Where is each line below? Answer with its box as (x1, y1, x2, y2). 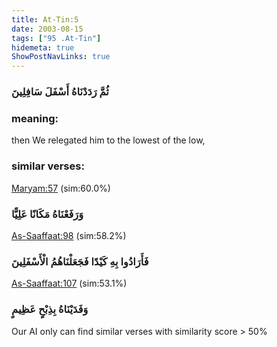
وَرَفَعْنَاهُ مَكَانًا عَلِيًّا (11, 207, 84, 221)
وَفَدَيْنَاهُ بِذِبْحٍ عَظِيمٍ (11, 302, 89, 316)
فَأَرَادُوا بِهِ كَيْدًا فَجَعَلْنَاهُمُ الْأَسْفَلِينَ (11, 254, 149, 268)
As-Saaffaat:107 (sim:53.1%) (11, 277, 128, 290)
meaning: (11, 111, 59, 125)
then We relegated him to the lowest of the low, (11, 134, 206, 146)
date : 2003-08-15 (11, 24, 84, 34)
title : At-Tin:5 (11, 14, 79, 25)
